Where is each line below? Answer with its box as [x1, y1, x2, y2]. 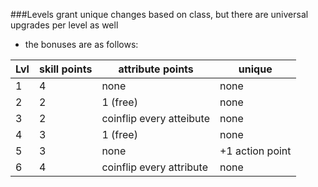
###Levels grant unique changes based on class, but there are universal [10, 9, 309, 20]
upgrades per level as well [10, 19, 119, 31]
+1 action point [219, 144, 292, 158]
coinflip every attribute [101, 160, 208, 174]
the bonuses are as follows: [24, 39, 139, 50]
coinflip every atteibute [101, 112, 210, 125]
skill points [38, 62, 93, 76]
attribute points [118, 62, 194, 76]
